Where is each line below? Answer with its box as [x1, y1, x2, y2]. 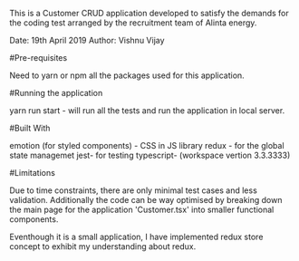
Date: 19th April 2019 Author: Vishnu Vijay [9, 35, 165, 45]
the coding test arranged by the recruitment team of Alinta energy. [9, 17, 257, 28]
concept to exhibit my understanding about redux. [9, 241, 197, 252]
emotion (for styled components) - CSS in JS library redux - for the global [9, 140, 285, 150]
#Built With [9, 122, 51, 133]
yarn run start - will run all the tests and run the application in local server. [9, 105, 285, 116]
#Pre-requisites [9, 53, 68, 63]
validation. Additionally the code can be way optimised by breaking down [9, 195, 283, 205]
